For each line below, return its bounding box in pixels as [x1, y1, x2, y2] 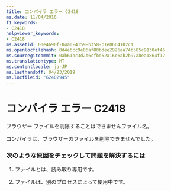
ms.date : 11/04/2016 [6, 14, 57, 20]
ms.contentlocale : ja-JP [6, 63, 67, 70]
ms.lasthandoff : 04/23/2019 [6, 69, 76, 75]
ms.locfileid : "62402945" [6, 75, 70, 80]
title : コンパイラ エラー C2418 [6, 8, 79, 15]
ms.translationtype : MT [6, 58, 65, 64]
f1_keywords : [6, 20, 38, 25]
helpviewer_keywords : [6, 31, 60, 37]
